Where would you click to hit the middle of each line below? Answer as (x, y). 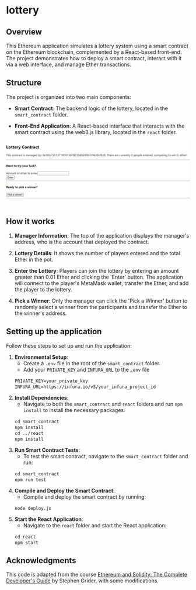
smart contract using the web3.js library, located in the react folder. (96, 132)
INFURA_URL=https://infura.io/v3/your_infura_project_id (85, 387)
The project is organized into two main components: (69, 97)
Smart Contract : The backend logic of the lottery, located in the (91, 108)
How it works (30, 222)
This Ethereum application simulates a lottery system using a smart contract (97, 46)
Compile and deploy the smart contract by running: (85, 497)
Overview (24, 32)
